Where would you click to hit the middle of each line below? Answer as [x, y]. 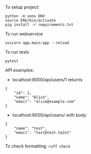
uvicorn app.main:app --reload [37, 43]
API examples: [20, 70]
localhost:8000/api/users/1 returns [47, 80]
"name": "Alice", [32, 97]
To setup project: [22, 7]
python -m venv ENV [25, 16]
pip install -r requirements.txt [39, 25]
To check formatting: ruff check [38, 146]
